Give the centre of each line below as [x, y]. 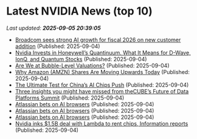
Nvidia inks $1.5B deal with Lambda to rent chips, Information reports [102, 123]
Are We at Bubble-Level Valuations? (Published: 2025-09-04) [92, 66]
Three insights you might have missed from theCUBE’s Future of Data [102, 91]
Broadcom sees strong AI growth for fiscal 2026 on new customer [98, 39]
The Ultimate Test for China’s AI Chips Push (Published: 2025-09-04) [102, 85]
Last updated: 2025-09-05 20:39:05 [54, 28]
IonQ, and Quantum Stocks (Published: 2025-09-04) [81, 59]
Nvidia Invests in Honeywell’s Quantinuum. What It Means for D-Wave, [103, 52]
